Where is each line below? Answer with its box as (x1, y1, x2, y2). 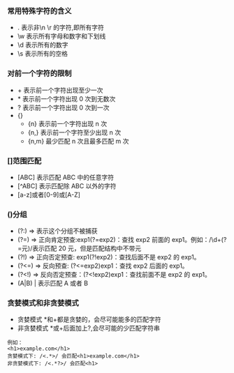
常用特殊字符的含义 (7, 6, 72, 15)
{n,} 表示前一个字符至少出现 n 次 (27, 128, 121, 137)
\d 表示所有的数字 (17, 40, 68, 50)
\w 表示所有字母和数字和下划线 (17, 32, 106, 40)
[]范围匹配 (7, 155, 42, 165)
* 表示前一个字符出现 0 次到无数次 (17, 94, 116, 102)
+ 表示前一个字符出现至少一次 (17, 86, 103, 94)
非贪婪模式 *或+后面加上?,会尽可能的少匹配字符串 (17, 324, 161, 333)
